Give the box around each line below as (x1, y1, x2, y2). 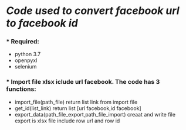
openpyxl (14, 57, 38, 64)
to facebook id (6, 16, 78, 30)
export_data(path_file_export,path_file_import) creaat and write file (14, 111, 176, 118)
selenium (14, 63, 37, 70)
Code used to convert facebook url (6, 4, 180, 18)
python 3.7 (14, 51, 41, 58)
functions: (6, 85, 36, 93)
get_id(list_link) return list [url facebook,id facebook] (14, 104, 142, 112)
